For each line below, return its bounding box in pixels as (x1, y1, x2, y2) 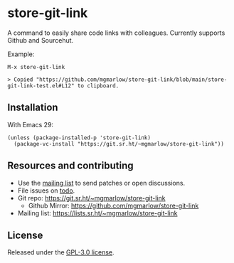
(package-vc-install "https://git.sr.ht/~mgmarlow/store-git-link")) (14, 140, 224, 147)
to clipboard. (77, 82, 119, 90)
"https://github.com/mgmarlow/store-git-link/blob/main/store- (36, 76, 228, 83)
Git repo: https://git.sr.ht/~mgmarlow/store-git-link (17, 193, 166, 202)
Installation (7, 102, 58, 114)
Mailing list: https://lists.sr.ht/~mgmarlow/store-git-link (17, 208, 178, 218)
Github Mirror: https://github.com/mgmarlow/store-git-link (28, 201, 199, 210)
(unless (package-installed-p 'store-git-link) (7, 134, 151, 141)
